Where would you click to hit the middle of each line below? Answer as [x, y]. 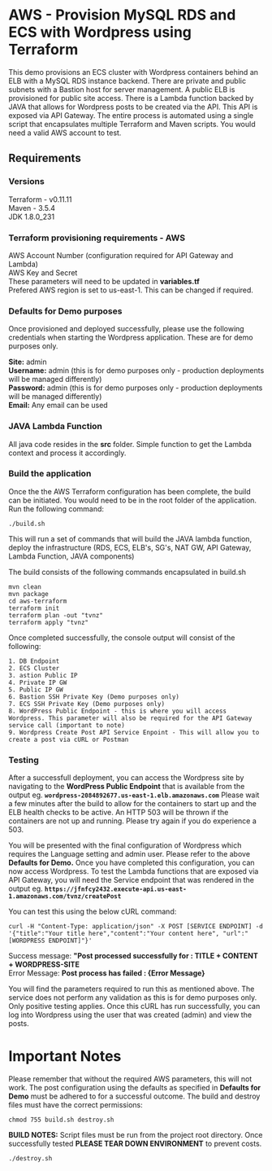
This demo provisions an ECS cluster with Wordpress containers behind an [133, 72]
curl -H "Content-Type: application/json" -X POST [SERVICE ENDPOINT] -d [136, 927]
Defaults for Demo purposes [65, 311]
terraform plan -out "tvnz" [56, 615]
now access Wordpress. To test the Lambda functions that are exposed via [134, 871]
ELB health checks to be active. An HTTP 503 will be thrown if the [119, 813]
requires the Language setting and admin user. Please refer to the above [129, 854]
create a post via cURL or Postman [69, 739]
